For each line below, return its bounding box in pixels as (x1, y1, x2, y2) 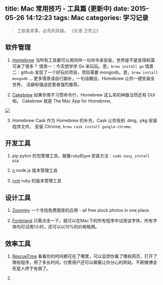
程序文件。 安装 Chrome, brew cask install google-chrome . (12, 123, 132, 129)
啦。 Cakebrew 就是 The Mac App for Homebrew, (12, 98, 111, 104)
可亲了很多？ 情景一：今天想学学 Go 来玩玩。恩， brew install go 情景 (12, 63, 154, 69)
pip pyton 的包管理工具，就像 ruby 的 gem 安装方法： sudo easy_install (12, 153, 150, 159)
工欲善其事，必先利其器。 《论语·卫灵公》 (17, 27, 101, 33)
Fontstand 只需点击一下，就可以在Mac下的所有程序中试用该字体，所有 (12, 218, 153, 224)
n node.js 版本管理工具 (12, 168, 58, 173)
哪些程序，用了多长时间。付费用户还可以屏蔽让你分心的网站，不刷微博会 (12, 260, 157, 266)
